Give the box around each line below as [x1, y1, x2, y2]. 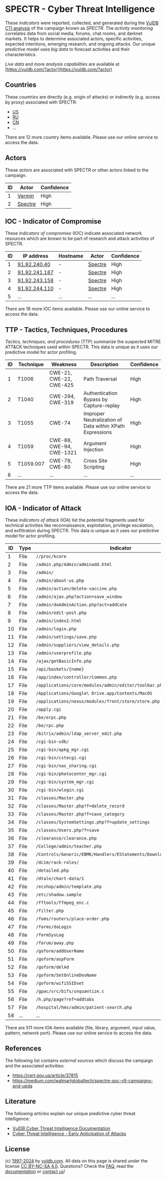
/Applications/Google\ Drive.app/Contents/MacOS [36, 690, 153, 696]
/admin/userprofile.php [36, 650, 92, 656]
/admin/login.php [36, 626, 77, 631]
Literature [5, 1097, 36, 1106]
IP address [23, 253, 48, 260]
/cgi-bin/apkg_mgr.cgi [36, 747, 89, 752]
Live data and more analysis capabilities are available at [5, 61, 120, 67]
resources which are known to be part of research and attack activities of [5, 235, 155, 241]
